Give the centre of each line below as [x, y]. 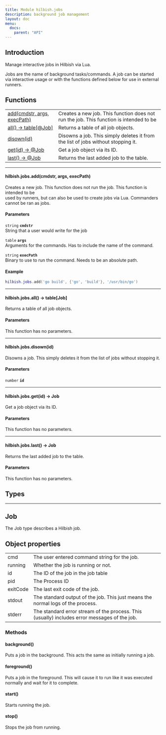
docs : [15, 28]
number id [15, 381]
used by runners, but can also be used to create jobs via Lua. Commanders [82, 197]
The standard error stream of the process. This [88, 612]
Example [14, 271]
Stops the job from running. [33, 727]
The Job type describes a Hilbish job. [43, 528]
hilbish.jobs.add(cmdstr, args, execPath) [48, 176]
